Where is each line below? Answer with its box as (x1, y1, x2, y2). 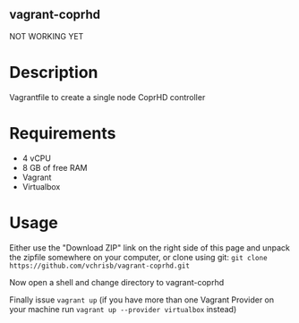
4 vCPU (21, 152, 52, 164)
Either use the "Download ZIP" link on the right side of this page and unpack (9, 242, 291, 253)
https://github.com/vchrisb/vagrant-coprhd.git (9, 261, 191, 270)
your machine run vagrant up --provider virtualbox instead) (9, 303, 237, 314)
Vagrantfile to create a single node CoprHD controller (9, 91, 206, 102)
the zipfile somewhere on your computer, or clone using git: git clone (9, 251, 268, 262)
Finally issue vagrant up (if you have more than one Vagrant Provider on (9, 294, 275, 305)
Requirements (9, 123, 116, 143)
